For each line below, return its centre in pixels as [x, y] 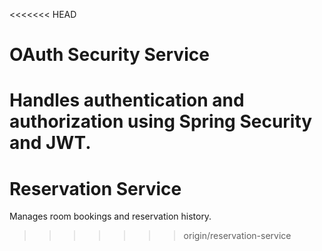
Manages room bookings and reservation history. [110, 216]
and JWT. [50, 143]
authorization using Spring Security [161, 121]
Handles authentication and [127, 100]
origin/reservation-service [237, 236]
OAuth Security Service [109, 55]
